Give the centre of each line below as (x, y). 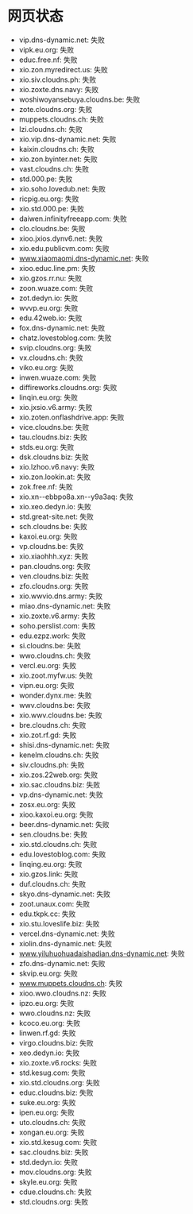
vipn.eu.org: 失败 (46, 685)
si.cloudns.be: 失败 (50, 645)
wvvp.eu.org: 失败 (48, 307)
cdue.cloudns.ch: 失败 (55, 1192)
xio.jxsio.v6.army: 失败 (56, 407)
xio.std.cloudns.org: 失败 (60, 1082)
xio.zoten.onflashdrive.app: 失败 (71, 417)
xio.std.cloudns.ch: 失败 (58, 844)
